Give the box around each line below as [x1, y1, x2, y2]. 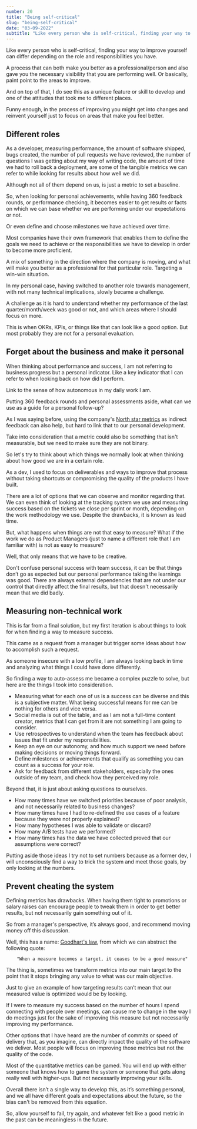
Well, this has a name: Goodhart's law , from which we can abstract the [6, 938, 177, 945]
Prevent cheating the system [6, 881, 114, 891]
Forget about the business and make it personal [6, 347, 184, 357]
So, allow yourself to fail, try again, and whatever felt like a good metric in [6, 1110, 184, 1117]
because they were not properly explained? [14, 815, 120, 822]
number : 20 [6, 8, 33, 15]
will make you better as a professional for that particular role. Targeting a [6, 264, 182, 271]
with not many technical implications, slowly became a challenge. [6, 288, 165, 295]
